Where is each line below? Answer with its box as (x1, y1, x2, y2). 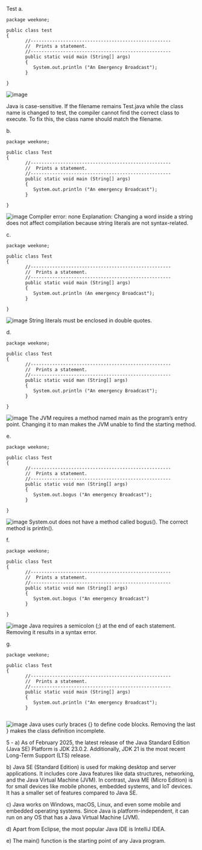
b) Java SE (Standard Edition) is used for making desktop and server (6, 764, 177, 770)
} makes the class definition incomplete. (6, 727, 106, 734)
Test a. (6, 5, 23, 12)
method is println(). (6, 525, 54, 531)
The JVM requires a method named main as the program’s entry (29, 414, 188, 421)
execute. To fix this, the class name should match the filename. (6, 115, 163, 123)
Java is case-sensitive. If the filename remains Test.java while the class (6, 103, 184, 109)
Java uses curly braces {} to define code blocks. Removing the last (29, 721, 196, 728)
